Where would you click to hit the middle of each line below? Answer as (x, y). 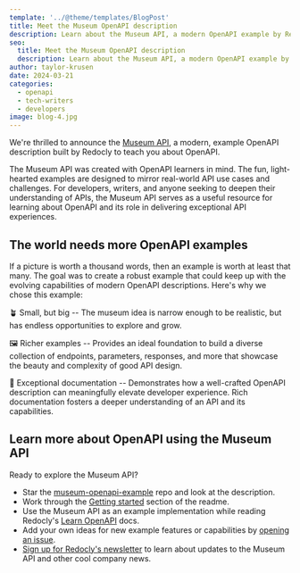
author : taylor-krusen (51, 68)
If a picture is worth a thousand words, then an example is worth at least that (150, 266)
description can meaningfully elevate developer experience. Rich (129, 392)
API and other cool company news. (87, 558)
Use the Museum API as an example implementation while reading (144, 511)
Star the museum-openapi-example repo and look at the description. (148, 492)
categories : (31, 84)
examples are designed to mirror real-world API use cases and (155, 179)
